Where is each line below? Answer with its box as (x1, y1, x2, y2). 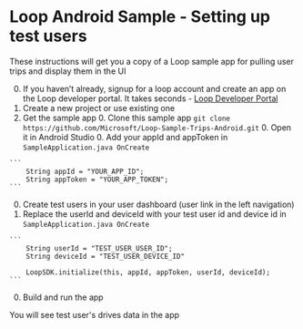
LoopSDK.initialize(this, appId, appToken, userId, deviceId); (25, 267, 271, 277)
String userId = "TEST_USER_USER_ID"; (25, 243, 173, 252)
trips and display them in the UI (9, 66, 126, 77)
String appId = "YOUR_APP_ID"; (25, 167, 145, 176)
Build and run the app (22, 292, 104, 303)
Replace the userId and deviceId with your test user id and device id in (22, 208, 287, 220)
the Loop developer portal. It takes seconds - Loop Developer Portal (22, 93, 278, 104)
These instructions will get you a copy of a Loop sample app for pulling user (9, 56, 294, 67)
